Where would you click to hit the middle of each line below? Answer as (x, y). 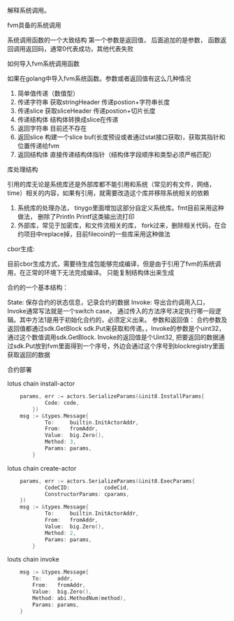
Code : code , (62, 403)
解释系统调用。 (29, 10)
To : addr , (53, 579)
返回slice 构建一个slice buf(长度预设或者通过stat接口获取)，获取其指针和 (121, 137)
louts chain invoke (33, 559)
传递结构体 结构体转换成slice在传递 (68, 120)
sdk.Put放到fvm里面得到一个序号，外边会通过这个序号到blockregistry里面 (119, 346)
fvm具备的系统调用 (34, 25)
